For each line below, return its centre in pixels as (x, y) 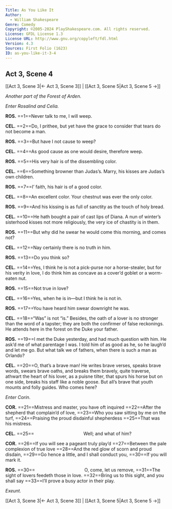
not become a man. (26, 132)
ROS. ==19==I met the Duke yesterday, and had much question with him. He (86, 339)
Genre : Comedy (21, 24)
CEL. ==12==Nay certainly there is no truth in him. (58, 248)
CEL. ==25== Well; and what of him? (69, 434)
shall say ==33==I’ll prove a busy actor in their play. (60, 481)
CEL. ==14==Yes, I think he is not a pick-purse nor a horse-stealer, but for (83, 267)
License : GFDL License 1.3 (34, 34)
